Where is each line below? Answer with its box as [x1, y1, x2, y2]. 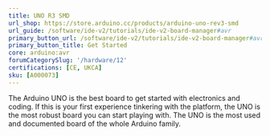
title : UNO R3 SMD [8, 11, 70, 20]
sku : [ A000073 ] [8, 71, 59, 79]
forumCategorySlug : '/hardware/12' [8, 57, 128, 65]
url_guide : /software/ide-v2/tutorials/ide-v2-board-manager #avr [8, 26, 231, 34]
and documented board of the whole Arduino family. [8, 118, 182, 128]
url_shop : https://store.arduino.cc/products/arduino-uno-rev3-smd [8, 19, 239, 27]
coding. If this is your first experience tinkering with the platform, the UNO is [8, 102, 261, 111]
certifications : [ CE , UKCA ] [8, 64, 103, 72]
